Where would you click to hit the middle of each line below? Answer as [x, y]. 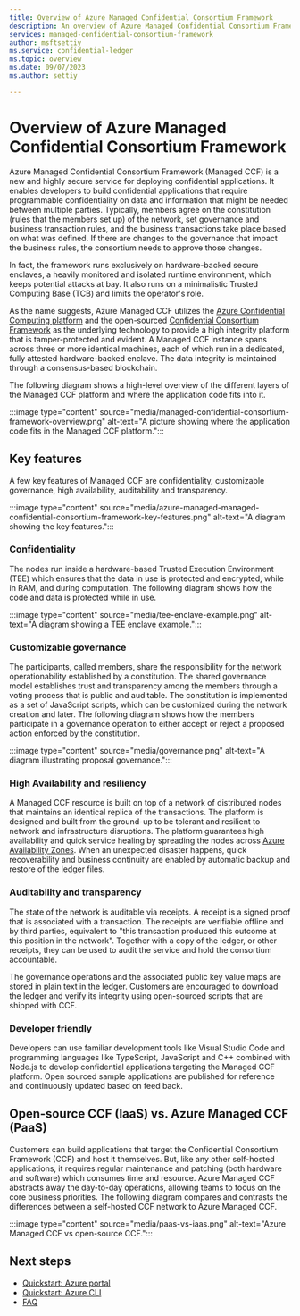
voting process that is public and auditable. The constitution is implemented [149, 696]
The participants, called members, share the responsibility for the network [146, 667]
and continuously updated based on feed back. [96, 1085]
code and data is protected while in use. [83, 597]
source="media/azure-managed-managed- [179, 507]
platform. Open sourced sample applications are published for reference [142, 1076]
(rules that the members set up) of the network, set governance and [134, 219]
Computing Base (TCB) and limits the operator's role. [106, 293]
